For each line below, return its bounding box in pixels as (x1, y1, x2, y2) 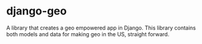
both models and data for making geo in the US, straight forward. (6, 30, 170, 37)
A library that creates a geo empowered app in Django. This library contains (6, 24, 196, 31)
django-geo (6, 4, 67, 18)
